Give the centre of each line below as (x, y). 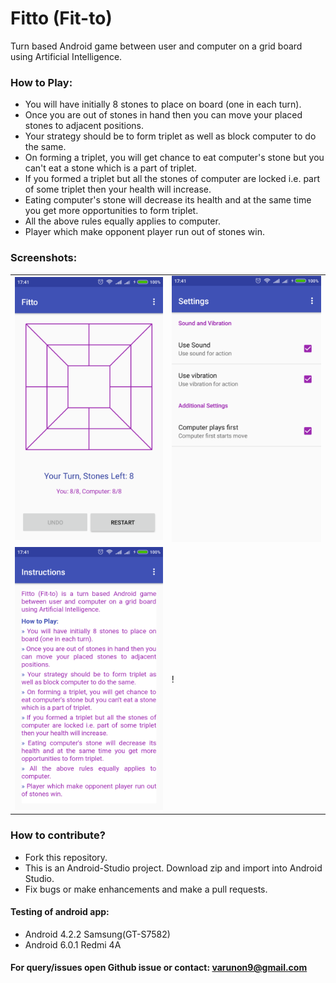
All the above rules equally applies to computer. (122, 221)
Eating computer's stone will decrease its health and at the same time (168, 200)
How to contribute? (58, 835)
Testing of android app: (60, 912)
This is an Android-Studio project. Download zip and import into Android (173, 868)
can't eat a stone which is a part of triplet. (110, 168)
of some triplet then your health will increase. (118, 189)
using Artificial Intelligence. (66, 56)
